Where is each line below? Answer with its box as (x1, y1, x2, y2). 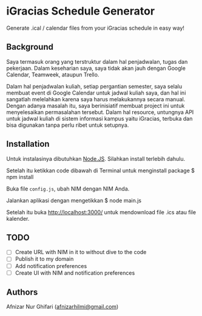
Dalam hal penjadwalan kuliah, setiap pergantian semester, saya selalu (6, 82, 183, 90)
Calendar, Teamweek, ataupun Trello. (6, 71, 99, 78)
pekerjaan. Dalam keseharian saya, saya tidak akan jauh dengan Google (6, 64, 186, 72)
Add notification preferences (15, 262, 87, 269)
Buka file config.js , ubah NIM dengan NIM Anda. (6, 185, 130, 192)
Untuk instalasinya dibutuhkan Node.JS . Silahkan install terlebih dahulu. (6, 155, 186, 162)
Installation (6, 139, 50, 149)
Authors (6, 287, 38, 298)
